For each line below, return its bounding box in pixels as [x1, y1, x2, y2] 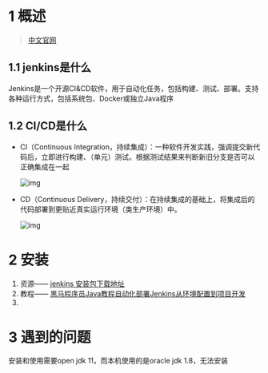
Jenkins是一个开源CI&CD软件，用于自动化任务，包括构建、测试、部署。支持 [8, 83, 259, 93]
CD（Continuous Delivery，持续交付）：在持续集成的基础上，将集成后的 [19, 194, 255, 204]
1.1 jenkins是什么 [8, 61, 92, 74]
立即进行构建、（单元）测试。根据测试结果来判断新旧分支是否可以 [41, 152, 255, 161]
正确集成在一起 [19, 161, 70, 172]
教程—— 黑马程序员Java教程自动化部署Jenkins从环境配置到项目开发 [19, 288, 246, 298]
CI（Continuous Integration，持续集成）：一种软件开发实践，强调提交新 [19, 141, 254, 152]
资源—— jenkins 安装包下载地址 [19, 279, 126, 288]
